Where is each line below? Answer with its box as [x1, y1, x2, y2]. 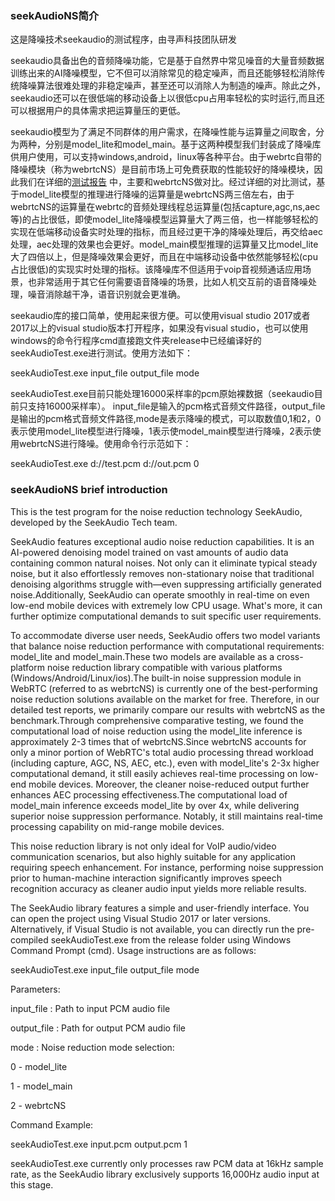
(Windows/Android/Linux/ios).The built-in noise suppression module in [10, 672, 302, 684]
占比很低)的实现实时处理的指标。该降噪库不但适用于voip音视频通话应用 [10, 263, 303, 276]
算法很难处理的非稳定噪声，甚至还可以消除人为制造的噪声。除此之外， [36, 80, 326, 92]
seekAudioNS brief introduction [10, 483, 168, 497]
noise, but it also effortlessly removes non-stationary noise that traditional [10, 567, 315, 579]
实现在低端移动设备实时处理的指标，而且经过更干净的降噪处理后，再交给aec [10, 226, 324, 238]
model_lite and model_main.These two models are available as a [10, 650, 275, 662]
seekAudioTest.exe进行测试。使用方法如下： [10, 347, 194, 359]
